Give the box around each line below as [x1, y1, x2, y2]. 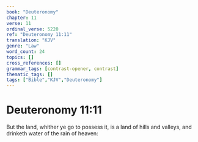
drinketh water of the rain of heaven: [6, 130, 99, 137]
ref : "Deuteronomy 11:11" [6, 32, 72, 38]
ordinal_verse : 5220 [6, 26, 59, 32]
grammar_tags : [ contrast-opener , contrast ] [6, 65, 119, 72]
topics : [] [6, 54, 34, 60]
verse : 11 [6, 20, 32, 26]
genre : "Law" [6, 43, 40, 49]
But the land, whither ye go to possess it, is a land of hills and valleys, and [6, 123, 193, 131]
